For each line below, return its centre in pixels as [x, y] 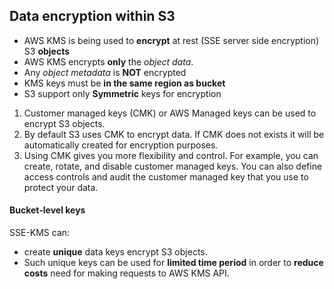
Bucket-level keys [47, 210]
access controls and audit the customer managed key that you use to [166, 176]
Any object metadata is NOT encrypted [105, 72]
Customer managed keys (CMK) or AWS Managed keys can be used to [170, 113]
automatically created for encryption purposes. [121, 145]
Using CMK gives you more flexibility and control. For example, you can [171, 155]
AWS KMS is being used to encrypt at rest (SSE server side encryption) [171, 40]
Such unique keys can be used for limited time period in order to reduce [173, 263]
